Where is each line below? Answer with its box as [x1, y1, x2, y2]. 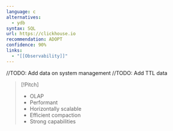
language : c [6, 8, 36, 15]
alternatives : [6, 14, 42, 20]
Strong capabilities [29, 117, 76, 125]
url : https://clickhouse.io [6, 31, 76, 37]
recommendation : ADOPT [6, 36, 63, 42]
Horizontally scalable [29, 105, 82, 112]
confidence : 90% [6, 42, 47, 48]
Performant [29, 99, 58, 106]
